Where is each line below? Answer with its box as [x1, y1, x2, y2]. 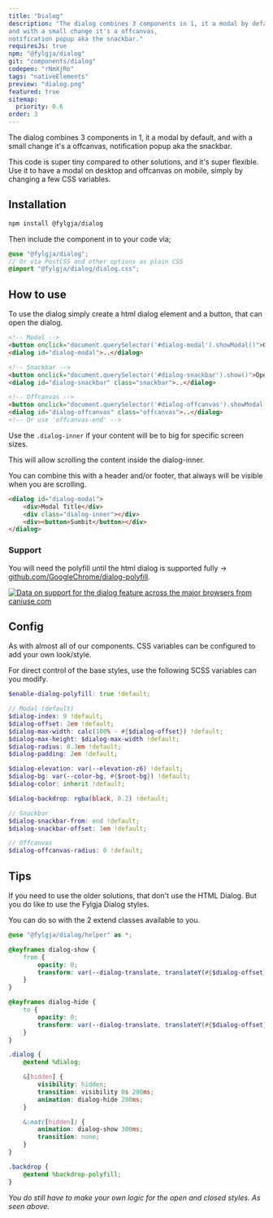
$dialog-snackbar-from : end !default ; [8, 817, 140, 825]
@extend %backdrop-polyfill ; [23, 1170, 122, 1178]
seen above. [8, 1201, 50, 1211]
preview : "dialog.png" [8, 80, 85, 88]
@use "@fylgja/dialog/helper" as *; [8, 931, 132, 940]
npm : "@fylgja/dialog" [8, 50, 85, 58]
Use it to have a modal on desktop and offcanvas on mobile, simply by [8, 166, 244, 175]
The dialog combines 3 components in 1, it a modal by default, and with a [8, 133, 253, 142]
